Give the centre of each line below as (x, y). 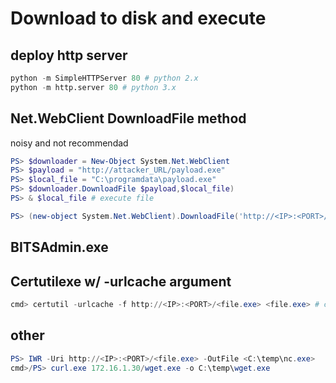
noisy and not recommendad (69, 143)
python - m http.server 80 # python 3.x (93, 87)
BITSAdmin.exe (59, 247)
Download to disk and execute (138, 18)
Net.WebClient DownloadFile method (128, 118)
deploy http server (69, 55)
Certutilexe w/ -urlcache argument (121, 281)
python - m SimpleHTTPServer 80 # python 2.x (104, 78)
